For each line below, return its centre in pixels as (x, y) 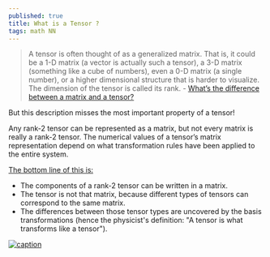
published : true (36, 16)
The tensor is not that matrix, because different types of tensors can (134, 195)
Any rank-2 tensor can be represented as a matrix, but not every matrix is (131, 128)
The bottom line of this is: (51, 170)
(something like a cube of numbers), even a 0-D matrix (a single (135, 71)
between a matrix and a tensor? (81, 97)
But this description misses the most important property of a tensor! (122, 113)
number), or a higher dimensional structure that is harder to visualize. (144, 80)
